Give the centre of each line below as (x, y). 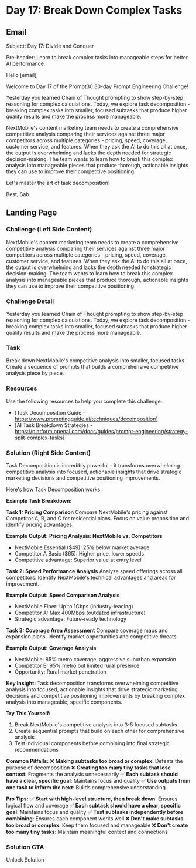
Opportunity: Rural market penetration (60, 672)
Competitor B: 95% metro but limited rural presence (77, 665)
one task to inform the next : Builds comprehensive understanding (86, 787)
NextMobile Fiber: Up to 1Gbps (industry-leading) (74, 606)
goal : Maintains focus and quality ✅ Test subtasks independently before (95, 812)
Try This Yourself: (28, 713)
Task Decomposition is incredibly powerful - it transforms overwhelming (93, 465)
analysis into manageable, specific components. (64, 702)
